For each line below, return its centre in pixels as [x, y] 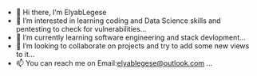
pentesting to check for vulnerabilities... [81, 29]
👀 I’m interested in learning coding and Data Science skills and [118, 21]
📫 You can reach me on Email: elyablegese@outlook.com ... [114, 63]
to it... [25, 54]
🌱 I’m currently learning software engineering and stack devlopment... [130, 37]
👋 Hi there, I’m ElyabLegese [61, 12]
